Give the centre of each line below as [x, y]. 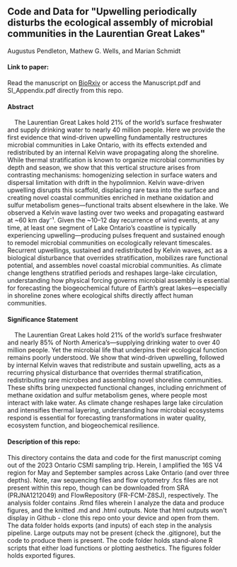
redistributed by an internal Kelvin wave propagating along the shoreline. [113, 152]
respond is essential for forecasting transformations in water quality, [107, 418]
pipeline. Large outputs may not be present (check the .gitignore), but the [114, 533]
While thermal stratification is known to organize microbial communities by [116, 160]
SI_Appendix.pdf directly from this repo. [65, 91]
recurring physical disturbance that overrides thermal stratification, [105, 373]
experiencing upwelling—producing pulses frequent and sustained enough [116, 235]
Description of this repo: [44, 442]
